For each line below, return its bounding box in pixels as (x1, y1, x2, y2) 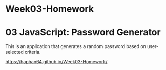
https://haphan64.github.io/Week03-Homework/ (5, 59, 108, 65)
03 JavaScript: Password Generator (5, 27, 161, 38)
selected (5, 49, 24, 55)
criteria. (25, 49, 41, 55)
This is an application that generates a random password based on (5, 43, 146, 50)
